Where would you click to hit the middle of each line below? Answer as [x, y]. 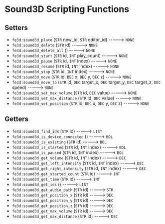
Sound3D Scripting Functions [67, 9]
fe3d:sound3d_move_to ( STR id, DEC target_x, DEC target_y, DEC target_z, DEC [86, 82]
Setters [16, 28]
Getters [17, 119]
